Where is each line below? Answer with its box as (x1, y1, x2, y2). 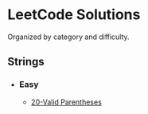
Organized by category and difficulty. (7, 32, 130, 41)
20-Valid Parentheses (30, 97, 103, 107)
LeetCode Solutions (7, 6, 141, 24)
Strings (7, 55, 45, 69)
